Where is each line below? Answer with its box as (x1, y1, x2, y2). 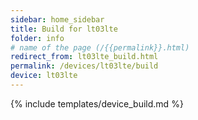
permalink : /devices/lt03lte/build (10, 61, 159, 71)
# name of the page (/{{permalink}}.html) (10, 42, 190, 53)
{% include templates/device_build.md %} (10, 97, 184, 110)
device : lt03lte (10, 71, 78, 81)
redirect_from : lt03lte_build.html (10, 52, 159, 62)
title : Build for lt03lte (10, 24, 118, 34)
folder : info (10, 33, 65, 43)
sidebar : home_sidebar (10, 14, 105, 25)
